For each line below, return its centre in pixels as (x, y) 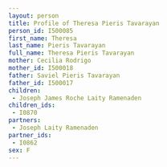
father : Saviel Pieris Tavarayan (64, 75)
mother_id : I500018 (41, 68)
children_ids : (32, 105)
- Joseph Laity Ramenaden (55, 128)
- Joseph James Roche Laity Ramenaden (77, 98)
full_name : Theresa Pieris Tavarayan (71, 53)
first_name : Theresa (43, 38)
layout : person (34, 16)
